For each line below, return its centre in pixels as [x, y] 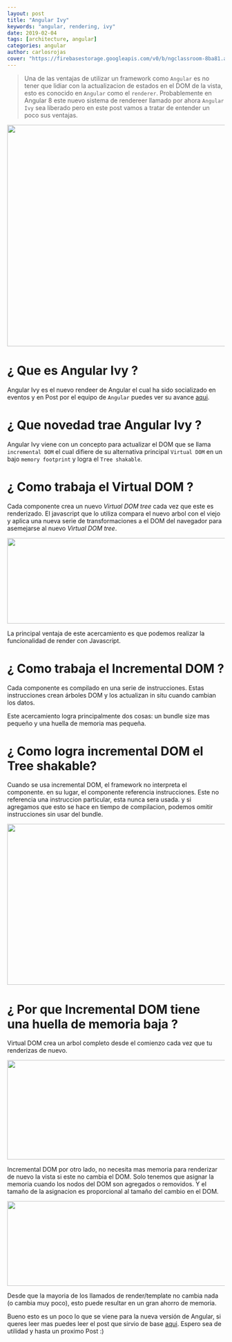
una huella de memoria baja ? [93, 1024]
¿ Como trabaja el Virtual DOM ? [100, 487]
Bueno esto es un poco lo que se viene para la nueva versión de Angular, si [114, 1316]
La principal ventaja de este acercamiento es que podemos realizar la [106, 633]
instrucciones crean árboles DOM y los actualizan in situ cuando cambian [112, 695]
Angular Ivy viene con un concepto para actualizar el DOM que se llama [109, 444]
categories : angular [37, 46]
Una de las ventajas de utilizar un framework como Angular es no [117, 78]
